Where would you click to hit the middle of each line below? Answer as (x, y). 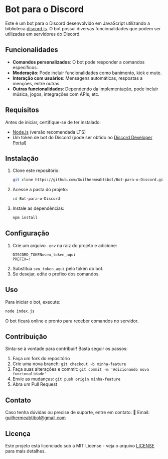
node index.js (20, 311)
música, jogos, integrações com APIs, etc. (56, 94)
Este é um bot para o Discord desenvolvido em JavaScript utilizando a (78, 23)
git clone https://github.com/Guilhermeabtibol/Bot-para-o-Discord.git (89, 180)
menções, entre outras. (37, 83)
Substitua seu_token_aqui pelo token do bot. (58, 268)
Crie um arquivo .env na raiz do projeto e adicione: (65, 245)
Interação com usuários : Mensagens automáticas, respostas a (77, 78)
